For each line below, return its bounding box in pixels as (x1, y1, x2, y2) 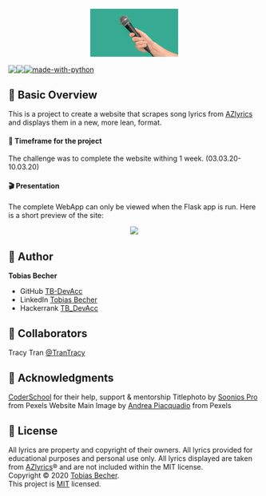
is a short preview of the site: (8, 210, 104, 220)
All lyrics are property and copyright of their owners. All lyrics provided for (8, 445, 253, 454)
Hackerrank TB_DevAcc (19, 304, 98, 313)
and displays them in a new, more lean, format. (8, 117, 162, 128)
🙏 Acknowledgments (8, 371, 114, 384)
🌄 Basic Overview (8, 88, 97, 101)
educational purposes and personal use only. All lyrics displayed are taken (8, 453, 253, 463)
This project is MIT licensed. (8, 478, 101, 488)
